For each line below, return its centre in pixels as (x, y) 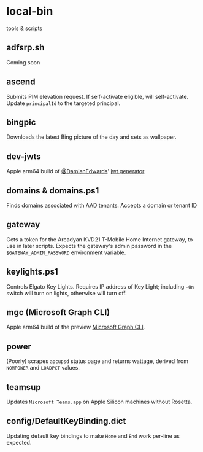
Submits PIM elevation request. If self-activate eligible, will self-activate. (98, 96)
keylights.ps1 (32, 272)
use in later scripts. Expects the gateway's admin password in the (89, 246)
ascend (21, 82)
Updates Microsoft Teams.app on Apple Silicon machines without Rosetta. (99, 402)
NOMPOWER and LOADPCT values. (43, 368)
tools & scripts (25, 28)
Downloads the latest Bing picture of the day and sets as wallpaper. (91, 137)
